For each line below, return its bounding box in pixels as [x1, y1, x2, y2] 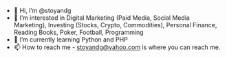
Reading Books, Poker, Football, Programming [13, 28, 144, 36]
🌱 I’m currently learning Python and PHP [13, 35, 129, 44]
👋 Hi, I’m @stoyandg [13, 7, 72, 14]
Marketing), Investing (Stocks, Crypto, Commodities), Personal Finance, [13, 21, 217, 29]
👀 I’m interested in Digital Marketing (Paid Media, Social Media [13, 14, 191, 22]
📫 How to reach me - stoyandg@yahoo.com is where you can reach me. [13, 43, 221, 51]
